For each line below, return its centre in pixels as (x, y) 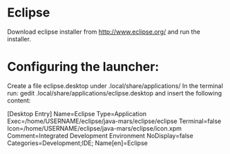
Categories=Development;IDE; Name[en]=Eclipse (78, 143)
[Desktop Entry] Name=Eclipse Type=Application (77, 113)
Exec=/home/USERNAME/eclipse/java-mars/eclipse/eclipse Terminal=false (114, 121)
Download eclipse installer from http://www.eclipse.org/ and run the (104, 32)
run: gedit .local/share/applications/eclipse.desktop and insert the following (115, 93)
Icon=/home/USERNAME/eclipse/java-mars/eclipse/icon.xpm (94, 128)
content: (19, 100)
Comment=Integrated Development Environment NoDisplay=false (100, 135)
